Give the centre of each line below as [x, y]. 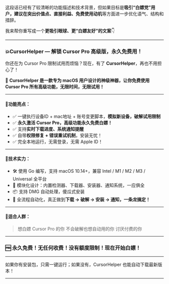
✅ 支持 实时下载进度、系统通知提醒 [48, 129]
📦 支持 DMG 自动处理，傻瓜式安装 [49, 192]
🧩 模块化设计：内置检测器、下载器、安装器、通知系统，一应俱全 [78, 185]
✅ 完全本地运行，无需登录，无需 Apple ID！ [58, 141]
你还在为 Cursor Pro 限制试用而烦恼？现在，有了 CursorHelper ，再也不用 [81, 63]
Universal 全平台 [29, 179]
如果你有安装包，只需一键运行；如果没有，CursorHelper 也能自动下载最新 [81, 265]
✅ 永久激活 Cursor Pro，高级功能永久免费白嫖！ [62, 122]
